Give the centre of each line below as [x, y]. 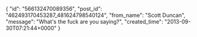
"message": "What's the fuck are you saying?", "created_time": [85, 22]
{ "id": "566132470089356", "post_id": [54, 9]
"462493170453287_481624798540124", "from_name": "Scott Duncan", [96, 15]
